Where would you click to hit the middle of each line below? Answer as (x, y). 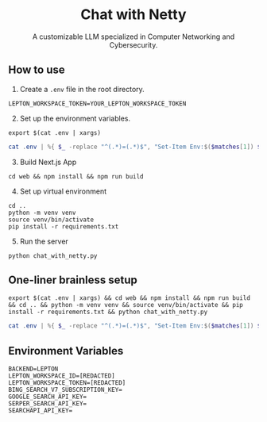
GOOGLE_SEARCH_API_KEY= (48, 397)
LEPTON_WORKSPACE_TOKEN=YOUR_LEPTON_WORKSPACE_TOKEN (97, 104)
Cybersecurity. (133, 44)
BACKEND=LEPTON (33, 369)
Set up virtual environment (63, 191)
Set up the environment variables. (75, 118)
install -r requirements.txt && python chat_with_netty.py (108, 312)
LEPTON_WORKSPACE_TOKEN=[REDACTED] (67, 383)
